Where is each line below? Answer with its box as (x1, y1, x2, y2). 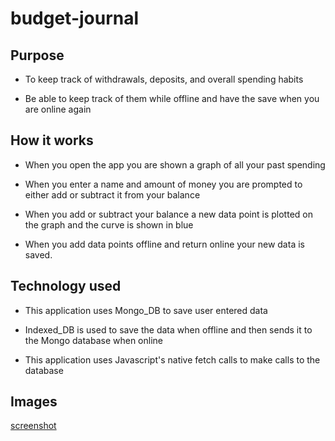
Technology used (10, 278, 122, 295)
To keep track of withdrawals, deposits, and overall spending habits (24, 73, 304, 85)
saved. (24, 248, 53, 261)
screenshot (10, 420, 57, 432)
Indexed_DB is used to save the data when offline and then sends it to (24, 323, 313, 336)
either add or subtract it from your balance (24, 188, 201, 201)
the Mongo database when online (24, 334, 163, 346)
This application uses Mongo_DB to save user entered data (24, 304, 268, 316)
